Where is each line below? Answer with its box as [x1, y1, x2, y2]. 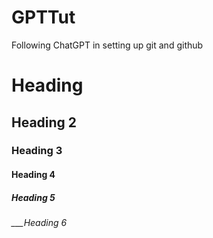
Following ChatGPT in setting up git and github [11, 39, 204, 51]
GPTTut [11, 6, 76, 29]
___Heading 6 [11, 217, 68, 228]
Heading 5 [11, 191, 56, 203]
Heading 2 [11, 114, 78, 131]
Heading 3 [11, 144, 63, 158]
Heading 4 [11, 169, 56, 181]
